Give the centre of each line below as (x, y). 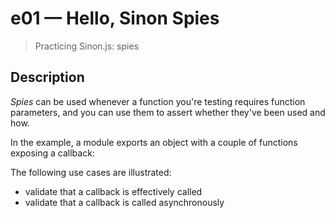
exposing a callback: (52, 153)
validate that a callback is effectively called (113, 191)
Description (47, 77)
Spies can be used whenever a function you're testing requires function (158, 101)
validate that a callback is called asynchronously (124, 202)
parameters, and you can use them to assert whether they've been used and (168, 112)
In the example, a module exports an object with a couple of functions (154, 142)
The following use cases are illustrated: (91, 172)
